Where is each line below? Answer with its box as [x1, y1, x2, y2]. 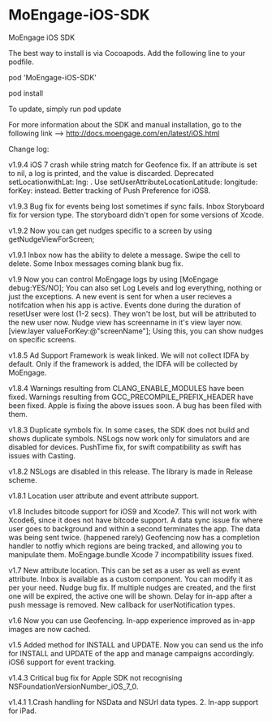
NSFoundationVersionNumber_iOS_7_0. [8, 681, 139, 691]
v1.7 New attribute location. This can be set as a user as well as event [8, 565, 241, 575]
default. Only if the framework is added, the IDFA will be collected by [8, 359, 238, 368]
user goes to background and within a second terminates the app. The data [8, 523, 261, 533]
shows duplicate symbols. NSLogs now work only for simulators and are [8, 433, 250, 443]
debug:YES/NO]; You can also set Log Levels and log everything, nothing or [8, 282, 262, 293]
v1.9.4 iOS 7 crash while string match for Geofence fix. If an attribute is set [8, 160, 257, 170]
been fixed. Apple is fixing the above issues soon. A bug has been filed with [8, 400, 262, 410]
